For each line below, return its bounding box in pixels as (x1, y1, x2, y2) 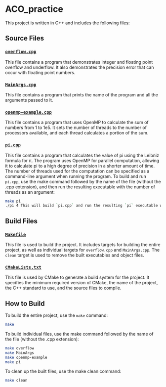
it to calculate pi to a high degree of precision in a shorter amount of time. (5, 163, 155, 169)
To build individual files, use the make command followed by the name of (5, 331, 154, 337)
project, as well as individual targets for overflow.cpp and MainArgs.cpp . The (5, 247, 160, 253)
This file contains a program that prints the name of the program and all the (5, 91, 158, 97)
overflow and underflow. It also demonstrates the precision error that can (5, 64, 154, 70)
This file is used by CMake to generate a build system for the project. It (5, 274, 150, 280)
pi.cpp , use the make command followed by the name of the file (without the (5, 178, 161, 184)
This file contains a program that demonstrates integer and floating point (5, 59, 153, 65)
